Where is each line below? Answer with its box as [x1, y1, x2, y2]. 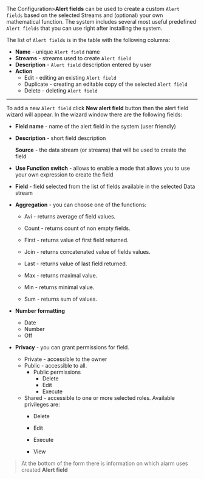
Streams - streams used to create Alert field [15, 55, 132, 61]
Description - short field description [15, 135, 106, 142]
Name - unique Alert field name [15, 48, 100, 55]
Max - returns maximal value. [24, 272, 98, 279]
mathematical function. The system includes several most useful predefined [6, 18, 196, 25]
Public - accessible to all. [24, 362, 87, 369]
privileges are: [24, 401, 60, 408]
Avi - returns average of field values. [24, 213, 116, 220]
